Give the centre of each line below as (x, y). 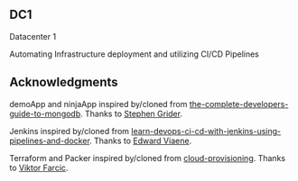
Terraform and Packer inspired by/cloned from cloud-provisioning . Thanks (148, 158)
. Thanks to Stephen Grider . (131, 113)
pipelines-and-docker (50, 140)
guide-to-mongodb (45, 113)
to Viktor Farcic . (39, 167)
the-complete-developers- (239, 104)
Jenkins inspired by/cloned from (69, 131)
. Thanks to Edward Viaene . (140, 140)
